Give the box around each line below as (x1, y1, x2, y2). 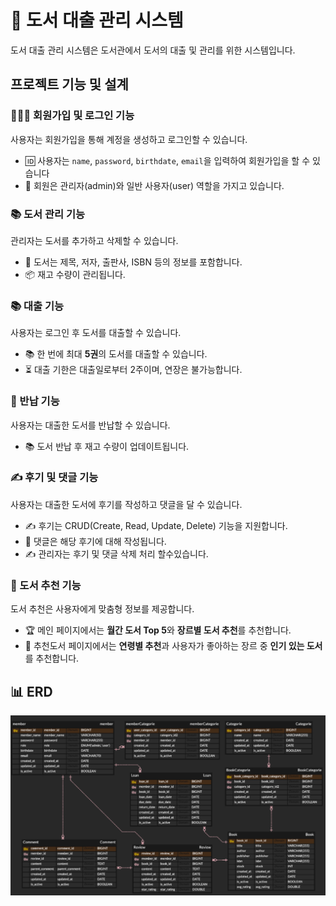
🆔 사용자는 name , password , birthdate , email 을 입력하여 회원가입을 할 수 (24, 154, 311, 166)
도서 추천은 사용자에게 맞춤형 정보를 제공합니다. (10, 603, 195, 615)
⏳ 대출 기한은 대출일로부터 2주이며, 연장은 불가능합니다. (24, 364, 243, 376)
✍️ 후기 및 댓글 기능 (10, 471, 99, 485)
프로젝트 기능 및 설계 (10, 76, 129, 93)
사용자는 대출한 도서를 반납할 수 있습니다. (10, 419, 171, 431)
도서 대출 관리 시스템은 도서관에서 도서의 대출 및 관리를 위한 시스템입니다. (10, 44, 296, 56)
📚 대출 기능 (10, 299, 65, 313)
